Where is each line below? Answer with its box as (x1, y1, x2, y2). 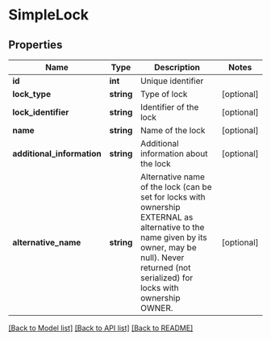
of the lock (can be (140, 182, 212, 192)
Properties (8, 38, 63, 52)
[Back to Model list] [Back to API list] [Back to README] (8, 323, 194, 333)
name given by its (140, 232, 207, 243)
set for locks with (140, 191, 206, 203)
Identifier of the (140, 102, 199, 112)
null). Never (140, 252, 185, 263)
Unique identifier (140, 75, 204, 86)
